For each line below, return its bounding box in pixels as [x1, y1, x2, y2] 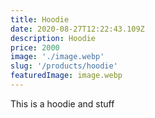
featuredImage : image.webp [10, 71, 123, 81]
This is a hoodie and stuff [10, 97, 115, 110]
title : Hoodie [10, 14, 70, 25]
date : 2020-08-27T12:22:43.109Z [10, 24, 145, 34]
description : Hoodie [10, 33, 97, 43]
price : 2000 [10, 42, 60, 53]
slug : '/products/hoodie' [10, 61, 118, 71]
